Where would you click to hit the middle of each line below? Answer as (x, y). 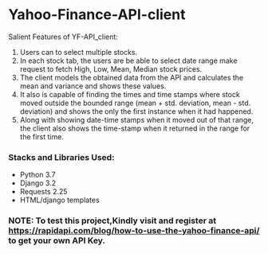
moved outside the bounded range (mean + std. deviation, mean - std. (135, 103)
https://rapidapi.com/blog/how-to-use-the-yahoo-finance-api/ (134, 231)
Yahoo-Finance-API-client (97, 15)
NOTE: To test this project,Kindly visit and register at (112, 221)
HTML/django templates (59, 200)
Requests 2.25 (43, 192)
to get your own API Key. (57, 240)
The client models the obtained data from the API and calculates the (132, 77)
